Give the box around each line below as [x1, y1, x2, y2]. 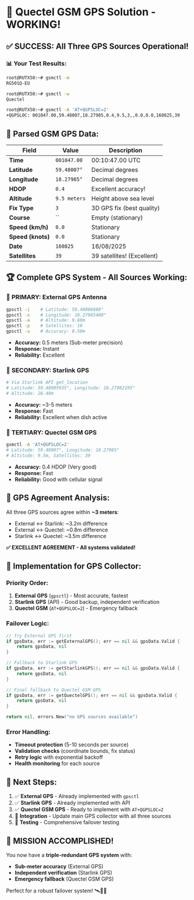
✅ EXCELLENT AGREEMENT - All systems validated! [6, 544, 136, 551]
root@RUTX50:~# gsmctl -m [6, 75, 69, 81]
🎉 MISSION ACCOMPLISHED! [6, 836, 114, 846]
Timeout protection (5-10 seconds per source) [14, 741, 129, 748]
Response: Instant [14, 346, 60, 352]
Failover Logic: [6, 619, 49, 627]
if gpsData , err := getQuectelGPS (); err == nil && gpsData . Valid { [6, 692, 178, 698]
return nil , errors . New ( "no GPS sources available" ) [6, 714, 138, 720]
